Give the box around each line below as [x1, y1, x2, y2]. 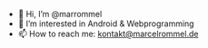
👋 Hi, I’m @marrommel [17, 9, 103, 19]
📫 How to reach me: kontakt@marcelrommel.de [17, 28, 199, 39]
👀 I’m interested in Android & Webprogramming [17, 18, 194, 29]
